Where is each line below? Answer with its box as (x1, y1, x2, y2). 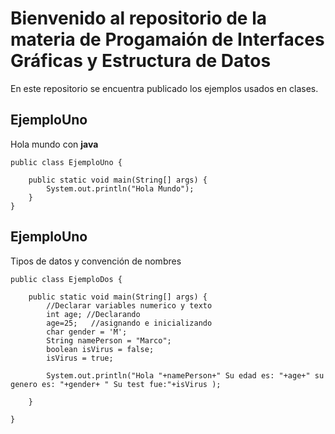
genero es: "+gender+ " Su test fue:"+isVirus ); (10, 379, 222, 389)
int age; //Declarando (46, 309, 141, 319)
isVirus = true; (46, 353, 114, 363)
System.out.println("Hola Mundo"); (46, 183, 195, 194)
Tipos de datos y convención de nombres (10, 255, 182, 267)
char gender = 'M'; (46, 327, 128, 337)
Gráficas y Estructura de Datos (10, 50, 272, 72)
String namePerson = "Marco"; (46, 335, 172, 346)
